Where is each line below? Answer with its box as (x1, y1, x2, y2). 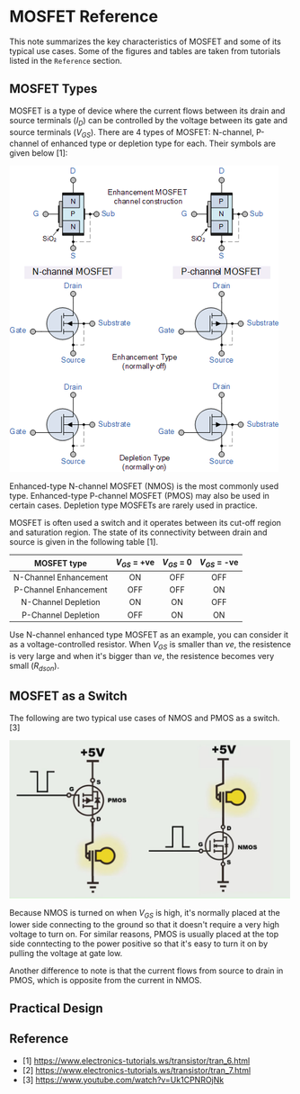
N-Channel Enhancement (13, 572, 109, 583)
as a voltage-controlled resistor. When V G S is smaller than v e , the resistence (9, 639, 292, 652)
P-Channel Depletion (21, 610, 101, 620)
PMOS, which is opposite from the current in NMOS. (9, 974, 202, 985)
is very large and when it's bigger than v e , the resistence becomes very (9, 650, 275, 661)
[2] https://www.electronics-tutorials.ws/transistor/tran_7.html (22, 1064, 251, 1075)
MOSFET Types (9, 81, 98, 96)
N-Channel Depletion (21, 597, 101, 608)
